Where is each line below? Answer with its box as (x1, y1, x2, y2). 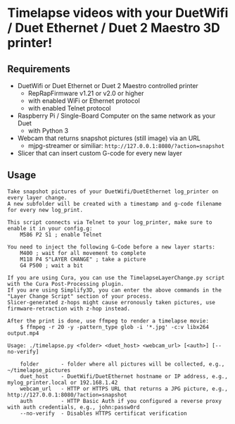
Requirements (7, 63, 70, 75)
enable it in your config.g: (7, 225, 93, 232)
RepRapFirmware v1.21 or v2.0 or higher (27, 89, 144, 97)
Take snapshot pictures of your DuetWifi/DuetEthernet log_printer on (7, 188, 219, 195)
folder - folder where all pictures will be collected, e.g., (20, 361, 225, 368)
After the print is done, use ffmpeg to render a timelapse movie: (7, 317, 210, 325)
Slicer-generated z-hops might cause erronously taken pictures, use (7, 299, 216, 306)
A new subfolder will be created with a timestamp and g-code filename (7, 200, 222, 207)
